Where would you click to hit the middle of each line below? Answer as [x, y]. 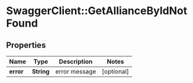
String [41, 72]
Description [76, 62]
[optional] [115, 72]
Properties [26, 45]
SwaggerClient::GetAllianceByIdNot [97, 11]
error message [76, 72]
